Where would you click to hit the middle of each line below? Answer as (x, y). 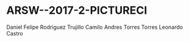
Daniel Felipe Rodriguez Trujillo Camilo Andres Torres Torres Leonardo (95, 27)
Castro (15, 33)
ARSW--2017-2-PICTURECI (77, 10)
